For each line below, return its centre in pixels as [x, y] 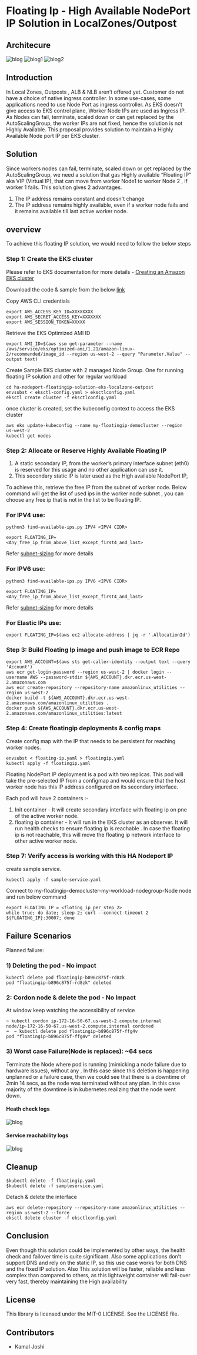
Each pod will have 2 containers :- [47, 798]
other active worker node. [46, 841]
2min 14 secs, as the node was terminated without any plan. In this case [93, 1083]
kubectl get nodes [29, 436]
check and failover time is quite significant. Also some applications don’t [94, 1256]
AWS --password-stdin [56, 677]
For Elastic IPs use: [34, 622]
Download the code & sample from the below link [66, 289]
